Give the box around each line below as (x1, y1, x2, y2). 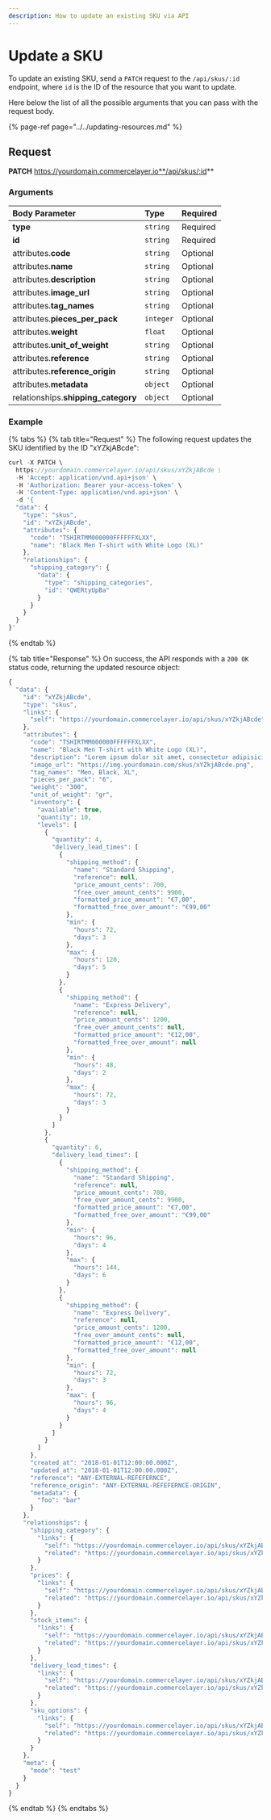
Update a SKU (8, 46, 103, 65)
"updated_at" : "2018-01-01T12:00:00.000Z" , (29, 1466, 179, 1474)
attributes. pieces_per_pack (12, 312, 119, 324)
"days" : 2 (73, 1068, 106, 1076)
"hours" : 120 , (73, 956, 121, 964)
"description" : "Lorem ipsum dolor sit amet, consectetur (29, 753, 229, 761)
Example (8, 416, 44, 427)
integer (144, 314, 174, 323)
